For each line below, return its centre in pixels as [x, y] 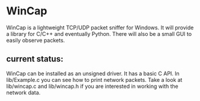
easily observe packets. [35, 40]
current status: [35, 59]
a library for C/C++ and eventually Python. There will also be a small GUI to [99, 33]
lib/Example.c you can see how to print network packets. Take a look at [94, 79]
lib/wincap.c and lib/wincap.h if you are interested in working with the [92, 86]
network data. [23, 92]
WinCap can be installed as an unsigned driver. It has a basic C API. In [93, 74]
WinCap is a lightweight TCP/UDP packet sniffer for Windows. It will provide [100, 27]
